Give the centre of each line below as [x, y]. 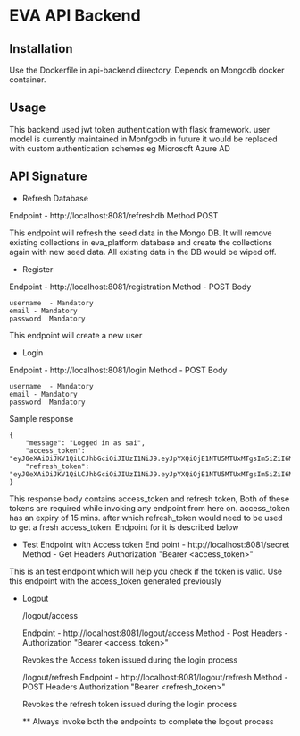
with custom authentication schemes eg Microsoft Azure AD [120, 148]
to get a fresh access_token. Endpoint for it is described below [124, 527]
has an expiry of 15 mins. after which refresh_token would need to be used [146, 518]
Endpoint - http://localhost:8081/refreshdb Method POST [114, 215]
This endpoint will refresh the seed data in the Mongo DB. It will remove [141, 233]
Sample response [42, 418]
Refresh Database [55, 198]
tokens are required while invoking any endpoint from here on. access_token [150, 508]
